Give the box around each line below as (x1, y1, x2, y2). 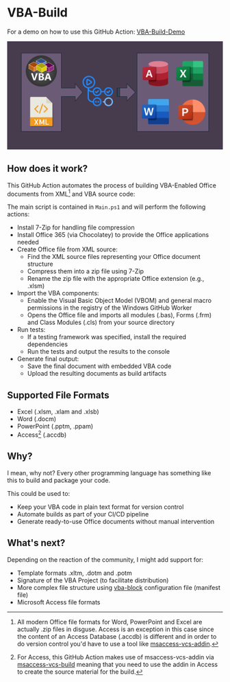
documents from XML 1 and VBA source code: (7, 188, 136, 198)
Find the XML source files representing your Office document (27, 253, 201, 261)
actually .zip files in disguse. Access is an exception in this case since (16, 625, 214, 633)
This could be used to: (7, 489, 71, 497)
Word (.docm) (16, 415, 57, 423)
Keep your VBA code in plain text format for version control (16, 503, 184, 511)
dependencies (27, 340, 68, 348)
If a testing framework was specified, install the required (27, 333, 187, 341)
